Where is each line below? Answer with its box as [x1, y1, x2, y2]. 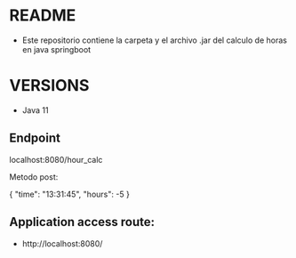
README [9, 5, 76, 26]
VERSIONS [9, 76, 90, 96]
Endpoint [9, 131, 60, 146]
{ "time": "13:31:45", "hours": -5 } [9, 189, 131, 199]
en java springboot [21, 44, 92, 54]
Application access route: [9, 214, 156, 230]
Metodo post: [9, 171, 59, 182]
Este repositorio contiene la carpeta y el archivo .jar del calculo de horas [21, 35, 287, 45]
